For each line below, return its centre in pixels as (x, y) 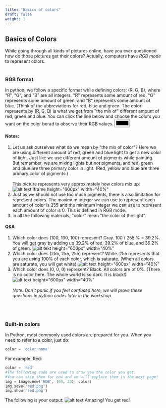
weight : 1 (15, 19)
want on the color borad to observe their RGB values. (59, 124)
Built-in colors (23, 324)
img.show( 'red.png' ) (27, 391)
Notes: (12, 136)
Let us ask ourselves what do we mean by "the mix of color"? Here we (84, 147)
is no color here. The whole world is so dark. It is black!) (69, 274)
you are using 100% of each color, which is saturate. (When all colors (83, 259)
